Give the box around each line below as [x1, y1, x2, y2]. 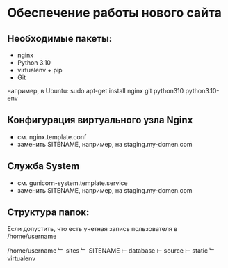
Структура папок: [7, 207, 90, 219]
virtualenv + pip [17, 66, 63, 74]
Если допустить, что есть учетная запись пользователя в [7, 225, 178, 233]
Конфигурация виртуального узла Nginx [7, 114, 193, 126]
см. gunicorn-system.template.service [17, 179, 129, 187]
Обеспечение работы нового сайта [7, 5, 222, 21]
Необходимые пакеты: [7, 33, 113, 45]
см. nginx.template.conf [17, 132, 87, 141]
